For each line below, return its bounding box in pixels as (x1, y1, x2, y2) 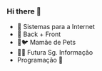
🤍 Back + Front (16, 30, 61, 38)
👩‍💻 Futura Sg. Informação (16, 48, 93, 57)
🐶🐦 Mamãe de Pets (16, 38, 76, 47)
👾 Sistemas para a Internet (16, 23, 96, 31)
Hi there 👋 (6, 6, 42, 16)
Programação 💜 (16, 56, 63, 65)
